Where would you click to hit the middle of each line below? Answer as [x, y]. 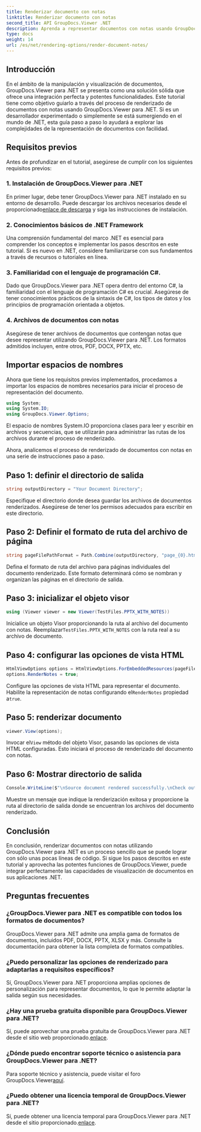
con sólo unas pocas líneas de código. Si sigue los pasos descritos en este [99, 858]
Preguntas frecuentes [48, 896]
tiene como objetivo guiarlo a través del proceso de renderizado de [89, 103]
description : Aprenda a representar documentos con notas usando [89, 28]
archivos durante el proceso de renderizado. [61, 439]
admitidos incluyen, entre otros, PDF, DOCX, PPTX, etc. [74, 346]
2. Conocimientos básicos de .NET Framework [75, 225]
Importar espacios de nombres [65, 365]
